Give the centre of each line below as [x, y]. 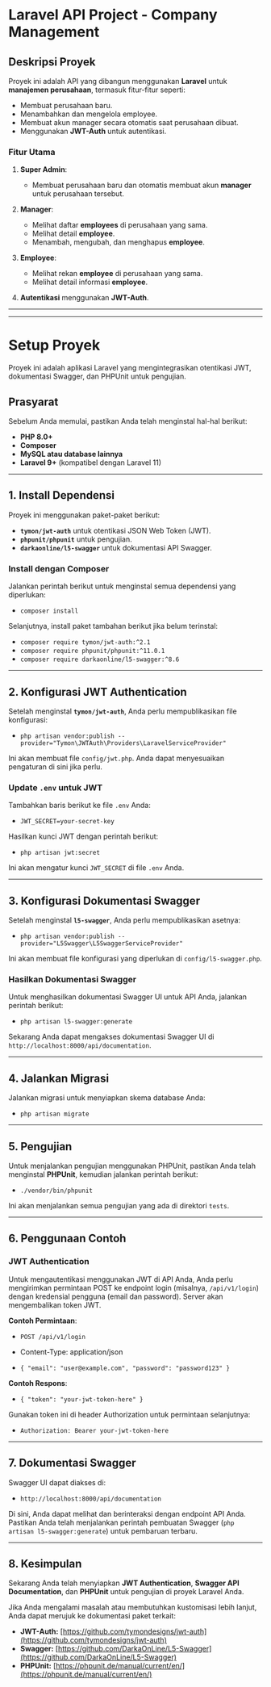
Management [54, 32]
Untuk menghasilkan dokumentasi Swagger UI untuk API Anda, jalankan [128, 997]
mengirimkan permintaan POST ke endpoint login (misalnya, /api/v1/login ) [134, 1287]
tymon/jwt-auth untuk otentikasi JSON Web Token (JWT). [115, 530]
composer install [49, 611]
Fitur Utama [32, 152]
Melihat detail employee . [73, 234]
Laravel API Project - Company [113, 15]
